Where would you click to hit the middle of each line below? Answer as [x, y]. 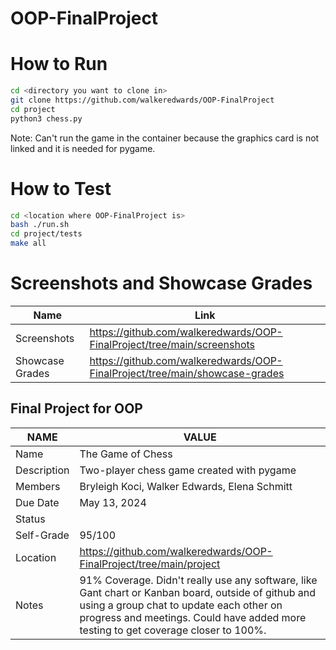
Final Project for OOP [76, 408]
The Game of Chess [126, 454]
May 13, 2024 [113, 502]
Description [42, 470]
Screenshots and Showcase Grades [161, 283]
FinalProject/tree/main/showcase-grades [187, 373]
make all [28, 243]
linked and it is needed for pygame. [83, 148]
